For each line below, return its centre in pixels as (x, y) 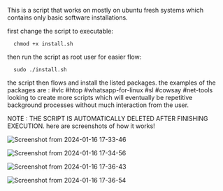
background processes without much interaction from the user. (98, 105)
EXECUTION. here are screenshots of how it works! (81, 126)
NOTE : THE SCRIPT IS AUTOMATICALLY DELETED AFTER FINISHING (108, 119)
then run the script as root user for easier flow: (74, 57)
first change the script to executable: (60, 31)
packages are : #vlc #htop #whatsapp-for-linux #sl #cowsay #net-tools (110, 90)
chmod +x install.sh (43, 44)
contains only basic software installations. (67, 17)
